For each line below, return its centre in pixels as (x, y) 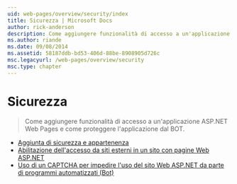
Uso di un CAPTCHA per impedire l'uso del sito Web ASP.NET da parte (121, 165)
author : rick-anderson (41, 27)
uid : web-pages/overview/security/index (68, 14)
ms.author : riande (34, 40)
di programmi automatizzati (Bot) (66, 172)
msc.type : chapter (34, 67)
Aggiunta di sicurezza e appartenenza (73, 142)
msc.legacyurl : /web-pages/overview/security (76, 60)
